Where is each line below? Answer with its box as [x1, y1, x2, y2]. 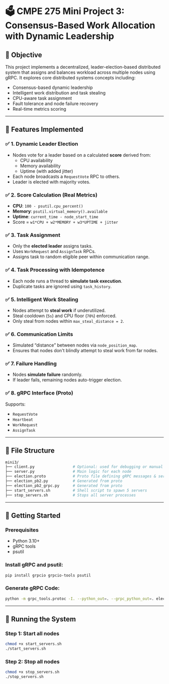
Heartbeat [12, 417, 34, 422]
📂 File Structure [5, 447, 55, 455]
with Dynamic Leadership [5, 30, 114, 42]
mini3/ [5, 460, 19, 465]
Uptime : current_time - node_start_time [12, 213, 99, 219]
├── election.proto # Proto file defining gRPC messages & [5, 474, 156, 479]
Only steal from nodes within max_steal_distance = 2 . [12, 318, 124, 324]
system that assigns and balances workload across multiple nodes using [5, 69, 156, 75]
